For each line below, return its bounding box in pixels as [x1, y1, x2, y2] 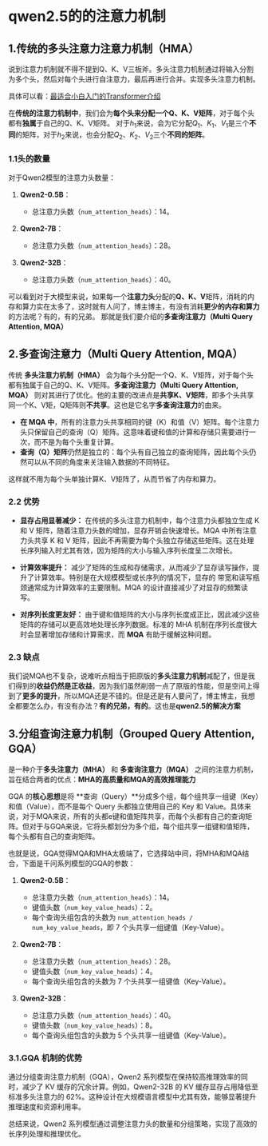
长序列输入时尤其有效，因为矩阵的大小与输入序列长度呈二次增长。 [19, 545, 237, 555]
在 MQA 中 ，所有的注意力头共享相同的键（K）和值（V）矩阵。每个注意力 [19, 417, 260, 426]
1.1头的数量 [8, 153, 50, 164]
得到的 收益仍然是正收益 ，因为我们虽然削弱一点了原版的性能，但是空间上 [14, 681, 253, 691]
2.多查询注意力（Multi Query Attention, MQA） [8, 347, 243, 361]
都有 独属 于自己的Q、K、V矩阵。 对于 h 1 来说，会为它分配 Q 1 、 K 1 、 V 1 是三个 [8, 118, 250, 130]
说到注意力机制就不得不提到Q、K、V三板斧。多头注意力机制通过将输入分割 [8, 65, 254, 74]
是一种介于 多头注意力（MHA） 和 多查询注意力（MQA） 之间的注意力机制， [8, 765, 258, 774]
